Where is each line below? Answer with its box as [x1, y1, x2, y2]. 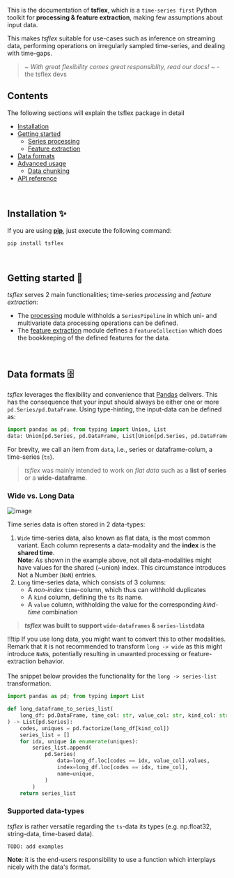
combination [41, 608, 78, 616]
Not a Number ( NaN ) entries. [17, 571, 97, 580]
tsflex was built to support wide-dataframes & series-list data [24, 621, 205, 630]
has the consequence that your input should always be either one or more [7, 398, 219, 407]
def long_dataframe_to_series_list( [7, 706, 114, 713]
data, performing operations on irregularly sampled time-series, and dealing [7, 42, 225, 50]
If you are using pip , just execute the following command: [7, 226, 172, 234]
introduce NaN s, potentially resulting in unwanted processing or [7, 650, 187, 658]
